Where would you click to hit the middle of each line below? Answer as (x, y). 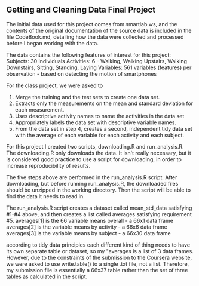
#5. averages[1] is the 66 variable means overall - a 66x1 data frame (90, 220)
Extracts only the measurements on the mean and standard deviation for (104, 103)
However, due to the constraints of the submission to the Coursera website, (99, 257)
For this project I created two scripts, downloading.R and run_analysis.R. (95, 146)
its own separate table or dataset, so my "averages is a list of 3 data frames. (100, 251)
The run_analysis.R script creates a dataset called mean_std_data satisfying (99, 208)
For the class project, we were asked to (55, 85)
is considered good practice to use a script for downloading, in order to (94, 159)
